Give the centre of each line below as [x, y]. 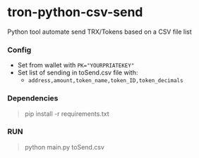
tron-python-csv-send [75, 12]
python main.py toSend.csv [64, 147]
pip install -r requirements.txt [67, 114]
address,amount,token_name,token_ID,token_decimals [105, 81]
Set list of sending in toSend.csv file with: [78, 73]
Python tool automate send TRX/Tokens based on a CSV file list [99, 32]
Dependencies [33, 98]
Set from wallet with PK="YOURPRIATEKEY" [76, 65]
